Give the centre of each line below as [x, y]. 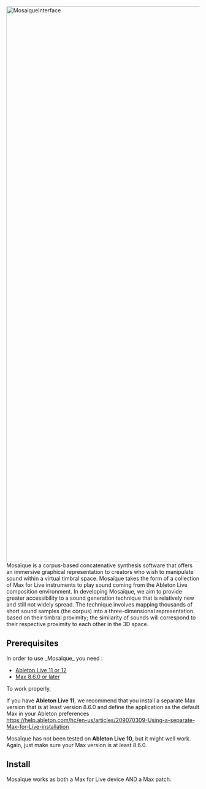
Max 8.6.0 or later [37, 677]
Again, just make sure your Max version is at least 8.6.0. [77, 745]
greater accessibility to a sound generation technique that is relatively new [101, 598]
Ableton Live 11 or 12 [41, 670]
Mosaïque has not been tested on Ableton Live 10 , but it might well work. [99, 738]
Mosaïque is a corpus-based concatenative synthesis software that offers [100, 565]
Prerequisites [32, 644]
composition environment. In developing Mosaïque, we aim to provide [94, 591]
